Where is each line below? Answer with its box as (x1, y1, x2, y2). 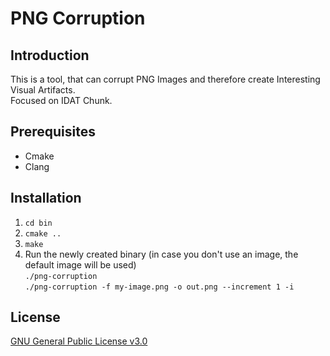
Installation (10, 190, 82, 207)
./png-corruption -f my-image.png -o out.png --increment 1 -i (24, 282, 295, 292)
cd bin (24, 218, 53, 228)
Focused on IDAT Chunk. (10, 95, 113, 106)
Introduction (10, 47, 90, 64)
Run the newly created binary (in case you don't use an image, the (24, 248, 299, 260)
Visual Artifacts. (10, 84, 76, 96)
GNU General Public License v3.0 (10, 335, 148, 347)
